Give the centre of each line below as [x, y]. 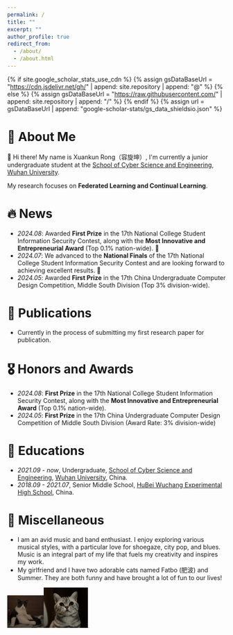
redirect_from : [29, 44]
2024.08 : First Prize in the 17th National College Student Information [115, 393]
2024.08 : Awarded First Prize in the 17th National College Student [111, 233]
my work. [31, 561]
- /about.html [34, 59]
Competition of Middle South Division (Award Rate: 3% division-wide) [116, 422]
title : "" [21, 22]
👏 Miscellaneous [56, 520]
